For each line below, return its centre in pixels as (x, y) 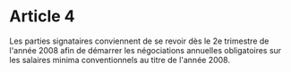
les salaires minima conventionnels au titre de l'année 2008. (120, 60)
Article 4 (43, 16)
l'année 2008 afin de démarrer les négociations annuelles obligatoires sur (145, 50)
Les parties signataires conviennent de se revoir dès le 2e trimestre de (139, 41)
